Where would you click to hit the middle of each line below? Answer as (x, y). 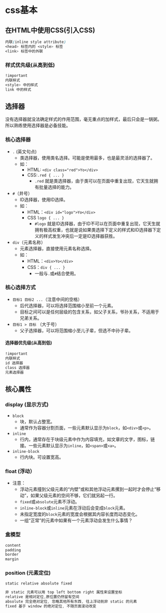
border (12, 555)
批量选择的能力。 (57, 187)
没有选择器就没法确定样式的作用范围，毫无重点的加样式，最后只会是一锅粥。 (83, 119)
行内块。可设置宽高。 (41, 457)
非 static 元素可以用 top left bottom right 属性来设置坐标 (64, 592)
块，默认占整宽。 (37, 421)
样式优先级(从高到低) (30, 65)
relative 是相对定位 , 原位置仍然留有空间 (42, 597)
